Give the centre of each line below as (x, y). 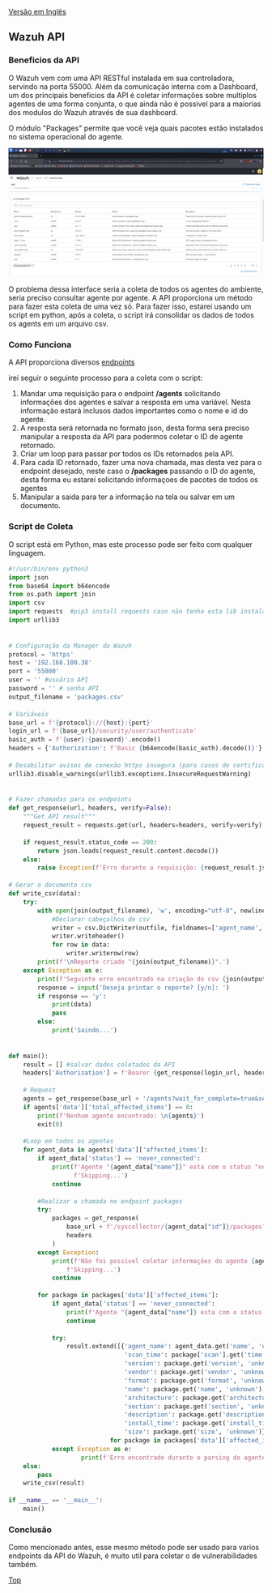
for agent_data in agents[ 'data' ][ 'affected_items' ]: (115, 1150)
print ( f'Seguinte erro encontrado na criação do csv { (132, 979)
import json (28, 577)
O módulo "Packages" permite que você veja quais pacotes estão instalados (136, 128)
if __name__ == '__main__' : (56, 1501)
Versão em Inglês (37, 12)
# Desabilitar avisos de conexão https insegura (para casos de (119, 765)
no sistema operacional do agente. (66, 136)
